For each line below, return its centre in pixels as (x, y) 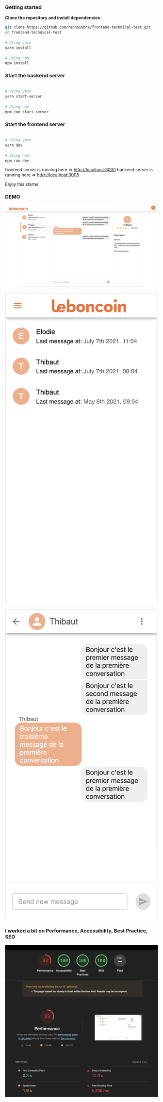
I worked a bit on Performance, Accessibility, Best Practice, (76, 931)
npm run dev (17, 161)
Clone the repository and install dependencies (53, 18)
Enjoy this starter (22, 184)
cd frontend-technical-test (33, 33)
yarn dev (14, 145)
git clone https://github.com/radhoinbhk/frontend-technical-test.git (78, 27)
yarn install (18, 48)
